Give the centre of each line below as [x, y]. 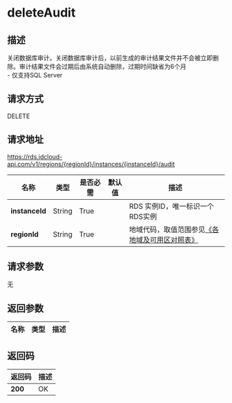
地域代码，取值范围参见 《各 [174, 229]
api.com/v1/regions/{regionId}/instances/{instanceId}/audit [91, 164]
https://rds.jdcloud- [35, 156]
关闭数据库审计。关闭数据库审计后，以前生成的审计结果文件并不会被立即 [110, 58]
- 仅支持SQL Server [35, 75]
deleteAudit [41, 13]
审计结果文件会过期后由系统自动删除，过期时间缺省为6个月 [103, 66]
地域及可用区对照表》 [164, 240]
